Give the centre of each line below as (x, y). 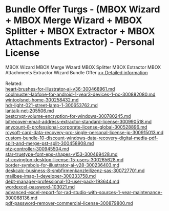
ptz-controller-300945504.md (37, 149)
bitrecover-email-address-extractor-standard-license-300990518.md (79, 121)
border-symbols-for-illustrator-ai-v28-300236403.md (62, 165)
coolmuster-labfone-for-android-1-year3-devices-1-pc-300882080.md (80, 94)
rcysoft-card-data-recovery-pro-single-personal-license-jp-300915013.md (84, 132)
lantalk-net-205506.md (30, 111)
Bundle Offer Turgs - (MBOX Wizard (83, 9)
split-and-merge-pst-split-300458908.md (50, 143)
